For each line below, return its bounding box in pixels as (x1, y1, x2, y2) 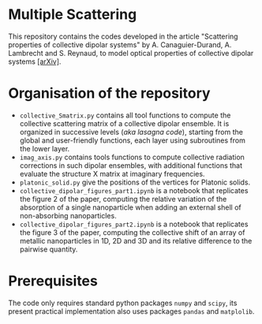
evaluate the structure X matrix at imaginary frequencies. (19, 169, 205, 178)
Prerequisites (8, 272, 99, 290)
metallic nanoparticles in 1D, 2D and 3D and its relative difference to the (19, 236, 253, 245)
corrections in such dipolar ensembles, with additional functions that (19, 160, 243, 170)
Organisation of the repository (8, 84, 211, 102)
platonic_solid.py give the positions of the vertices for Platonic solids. (19, 177, 251, 187)
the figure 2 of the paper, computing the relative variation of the (19, 194, 227, 203)
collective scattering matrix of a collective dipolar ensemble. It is (19, 118, 230, 128)
